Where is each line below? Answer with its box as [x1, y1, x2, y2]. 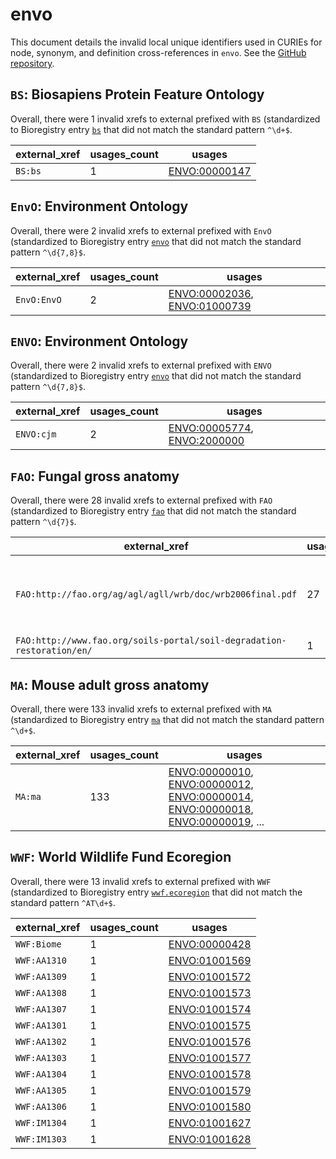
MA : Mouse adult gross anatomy [10, 676, 210, 693]
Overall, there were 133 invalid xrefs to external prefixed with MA [10, 703, 272, 715]
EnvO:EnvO [15, 294, 62, 305]
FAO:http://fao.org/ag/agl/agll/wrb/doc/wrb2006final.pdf [15, 589, 298, 600]
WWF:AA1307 [15, 1003, 67, 1015]
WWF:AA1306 [15, 1101, 67, 1112]
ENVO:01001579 [168, 1083, 252, 1097]
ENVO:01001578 [168, 1067, 252, 1081]
